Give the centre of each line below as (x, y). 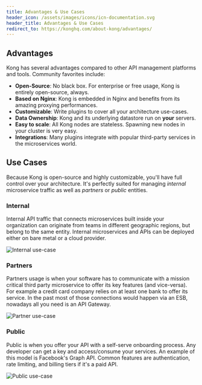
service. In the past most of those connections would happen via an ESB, (97, 298)
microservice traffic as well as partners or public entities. (77, 190)
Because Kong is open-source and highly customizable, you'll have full (94, 177)
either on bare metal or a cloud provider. (56, 238)
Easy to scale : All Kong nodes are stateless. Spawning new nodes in (100, 125)
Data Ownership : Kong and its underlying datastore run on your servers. (105, 118)
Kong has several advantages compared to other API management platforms (101, 68)
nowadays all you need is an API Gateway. (59, 304)
